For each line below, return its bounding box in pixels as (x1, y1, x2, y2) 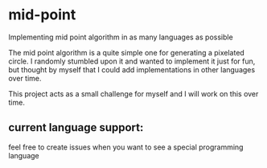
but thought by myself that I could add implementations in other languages (8, 64, 256, 74)
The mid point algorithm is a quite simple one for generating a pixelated (8, 47, 245, 57)
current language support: (8, 121, 144, 134)
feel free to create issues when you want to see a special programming (8, 142, 244, 152)
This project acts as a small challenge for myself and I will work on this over (8, 88, 259, 98)
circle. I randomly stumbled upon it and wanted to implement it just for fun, (8, 56, 256, 66)
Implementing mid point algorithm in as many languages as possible (8, 32, 233, 42)
